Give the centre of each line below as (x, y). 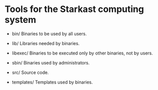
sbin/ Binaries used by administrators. (51, 62)
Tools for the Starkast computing (74, 9)
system (20, 20)
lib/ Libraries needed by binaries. (46, 43)
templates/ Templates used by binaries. (52, 82)
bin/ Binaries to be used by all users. (49, 33)
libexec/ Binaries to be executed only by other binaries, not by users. (82, 53)
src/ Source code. (30, 72)
